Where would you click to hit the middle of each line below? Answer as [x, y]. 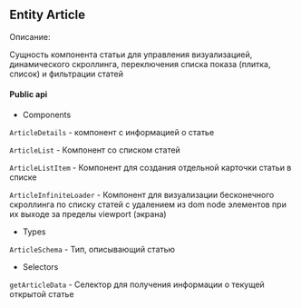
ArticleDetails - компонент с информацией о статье [112, 133]
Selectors [40, 267]
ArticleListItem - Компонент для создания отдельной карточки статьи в [150, 168]
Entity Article [48, 15]
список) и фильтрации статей [67, 74]
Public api [29, 94]
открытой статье [42, 294]
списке [23, 177]
